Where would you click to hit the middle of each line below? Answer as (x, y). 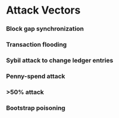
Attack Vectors (43, 10)
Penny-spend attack (36, 76)
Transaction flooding (37, 45)
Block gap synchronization (45, 29)
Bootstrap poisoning (36, 108)
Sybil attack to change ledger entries (59, 60)
